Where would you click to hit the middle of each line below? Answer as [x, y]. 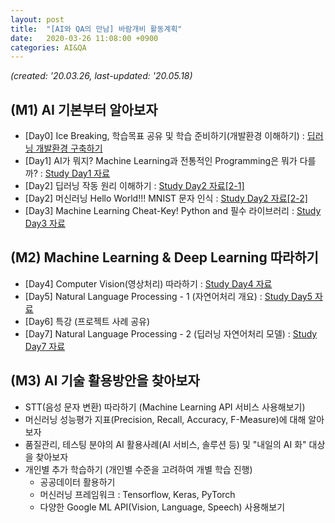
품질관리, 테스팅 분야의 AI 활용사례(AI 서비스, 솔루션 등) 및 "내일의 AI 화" [165, 444]
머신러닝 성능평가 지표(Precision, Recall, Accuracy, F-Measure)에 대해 [165, 419]
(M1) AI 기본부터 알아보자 [84, 109]
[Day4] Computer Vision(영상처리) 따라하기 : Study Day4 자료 [148, 283]
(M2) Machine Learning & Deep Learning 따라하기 [164, 257]
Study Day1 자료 [77, 173]
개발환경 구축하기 [69, 148]
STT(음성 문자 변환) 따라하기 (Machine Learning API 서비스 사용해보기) [165, 407]
